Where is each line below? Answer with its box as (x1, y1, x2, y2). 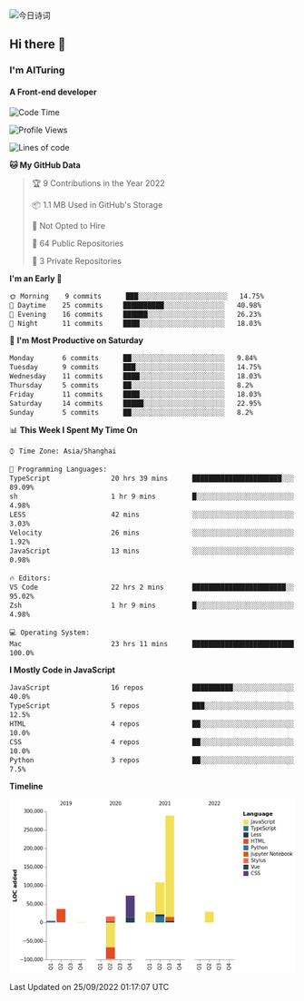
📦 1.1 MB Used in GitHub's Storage (31, 199, 163, 210)
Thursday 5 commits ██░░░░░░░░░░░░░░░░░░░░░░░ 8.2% (9, 380, 254, 389)
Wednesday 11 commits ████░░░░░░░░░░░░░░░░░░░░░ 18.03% (9, 371, 261, 380)
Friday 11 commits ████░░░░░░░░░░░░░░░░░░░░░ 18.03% (9, 389, 261, 398)
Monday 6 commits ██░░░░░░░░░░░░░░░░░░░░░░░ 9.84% (9, 353, 258, 362)
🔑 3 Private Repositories (31, 255, 123, 266)
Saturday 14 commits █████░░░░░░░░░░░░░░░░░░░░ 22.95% (9, 398, 261, 407)
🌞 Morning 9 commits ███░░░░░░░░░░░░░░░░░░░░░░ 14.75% (9, 291, 265, 300)
